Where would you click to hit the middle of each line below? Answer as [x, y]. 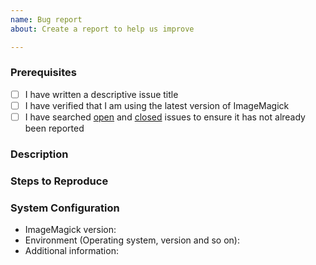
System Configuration [65, 208]
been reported [54, 128]
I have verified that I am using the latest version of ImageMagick [157, 105]
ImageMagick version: [70, 230]
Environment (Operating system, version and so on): [132, 240]
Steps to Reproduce [59, 181]
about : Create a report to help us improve [102, 29]
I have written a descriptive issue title [101, 94]
